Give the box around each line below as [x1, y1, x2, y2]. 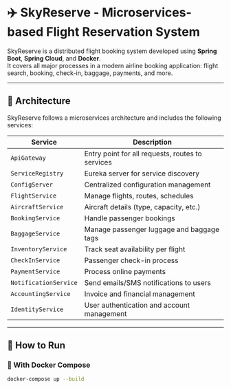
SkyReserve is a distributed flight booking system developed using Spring [7, 47, 217, 55]
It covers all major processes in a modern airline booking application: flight [7, 61, 219, 70]
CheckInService [10, 256, 60, 264]
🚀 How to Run [7, 339, 66, 351]
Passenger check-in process [84, 255, 179, 265]
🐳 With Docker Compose [7, 360, 91, 370]
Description [133, 137, 172, 147]
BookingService [10, 214, 60, 222]
